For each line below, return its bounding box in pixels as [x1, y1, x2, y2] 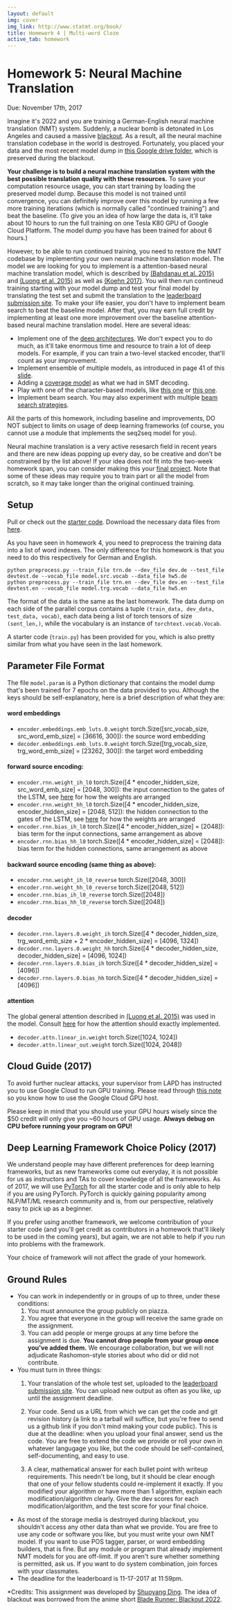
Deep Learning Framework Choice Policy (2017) [7, 1142, 217, 1153]
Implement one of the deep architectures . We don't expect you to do [17, 334, 213, 343]
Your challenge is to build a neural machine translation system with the [7, 167, 215, 176]
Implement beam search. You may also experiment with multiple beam [17, 393, 218, 402]
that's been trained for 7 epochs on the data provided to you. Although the [7, 686, 220, 694]
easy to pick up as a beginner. [7, 1205, 93, 1213]
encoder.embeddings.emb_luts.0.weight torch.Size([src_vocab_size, [17, 724, 209, 733]
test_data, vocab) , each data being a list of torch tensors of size [7, 611, 193, 620]
